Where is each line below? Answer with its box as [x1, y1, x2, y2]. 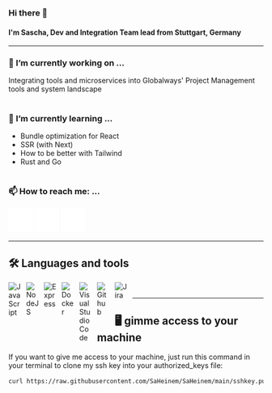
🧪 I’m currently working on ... [8, 57, 125, 69]
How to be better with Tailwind [19, 148, 123, 158]
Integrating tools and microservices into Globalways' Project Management [8, 76, 255, 86]
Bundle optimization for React [19, 131, 120, 141]
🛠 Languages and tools [8, 256, 130, 270]
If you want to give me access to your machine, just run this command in [8, 352, 251, 362]
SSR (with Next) [19, 139, 74, 149]
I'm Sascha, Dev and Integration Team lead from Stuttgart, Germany [8, 27, 241, 37]
